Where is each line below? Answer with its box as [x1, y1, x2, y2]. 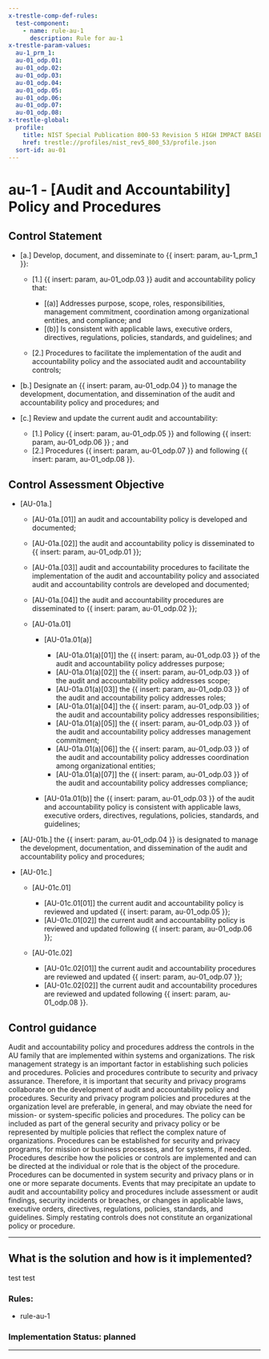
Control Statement [8, 229, 102, 243]
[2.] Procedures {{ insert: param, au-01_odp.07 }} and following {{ [31, 446, 248, 455]
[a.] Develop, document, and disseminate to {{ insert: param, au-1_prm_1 [19, 250, 258, 261]
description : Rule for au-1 [29, 34, 124, 42]
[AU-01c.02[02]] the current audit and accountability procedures [43, 981, 258, 990]
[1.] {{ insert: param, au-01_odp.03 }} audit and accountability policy [31, 274, 256, 285]
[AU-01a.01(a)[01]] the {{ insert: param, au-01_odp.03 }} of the [55, 650, 260, 660]
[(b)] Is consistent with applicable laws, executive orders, [43, 324, 233, 334]
